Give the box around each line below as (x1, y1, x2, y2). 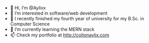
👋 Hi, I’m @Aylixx (10, 5, 46, 11)
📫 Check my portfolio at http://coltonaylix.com (10, 32, 110, 38)
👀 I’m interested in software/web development (10, 10, 108, 16)
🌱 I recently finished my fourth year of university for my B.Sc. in (10, 16, 144, 21)
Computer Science (10, 21, 50, 27)
